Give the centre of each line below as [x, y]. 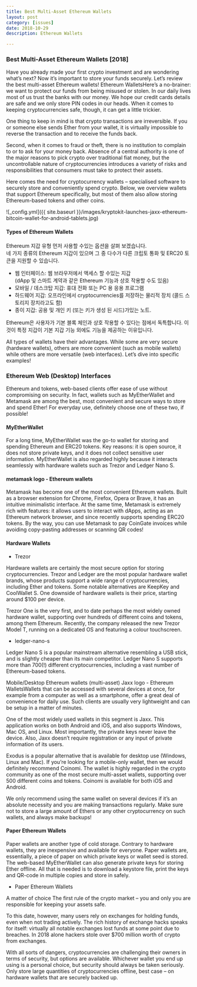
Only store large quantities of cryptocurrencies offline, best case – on [90, 971]
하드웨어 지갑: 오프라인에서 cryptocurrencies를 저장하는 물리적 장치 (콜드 [99, 295]
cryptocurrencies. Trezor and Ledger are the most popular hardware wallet [97, 574]
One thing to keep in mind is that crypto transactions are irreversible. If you [97, 121]
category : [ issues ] [30, 22]
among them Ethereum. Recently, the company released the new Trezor [93, 623]
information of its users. [35, 744]
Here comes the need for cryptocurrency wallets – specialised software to [96, 182]
